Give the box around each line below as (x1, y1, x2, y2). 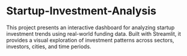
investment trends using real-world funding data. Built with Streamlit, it (6, 30, 182, 37)
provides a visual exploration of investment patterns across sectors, (6, 36, 174, 43)
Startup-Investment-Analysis (6, 4, 156, 18)
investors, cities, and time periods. (6, 43, 91, 50)
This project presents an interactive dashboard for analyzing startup (6, 24, 175, 31)
